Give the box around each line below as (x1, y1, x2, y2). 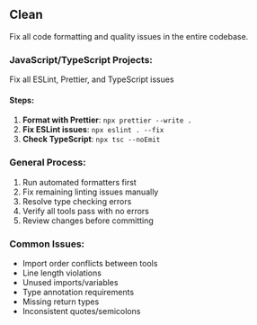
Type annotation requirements (22, 286, 135, 297)
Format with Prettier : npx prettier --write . (22, 114, 192, 125)
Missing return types (22, 296, 100, 307)
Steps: (9, 95, 34, 105)
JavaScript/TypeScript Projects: (9, 53, 153, 66)
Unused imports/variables (22, 276, 119, 287)
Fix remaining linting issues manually (22, 186, 159, 197)
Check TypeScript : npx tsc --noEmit (22, 134, 161, 145)
